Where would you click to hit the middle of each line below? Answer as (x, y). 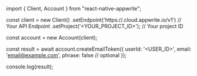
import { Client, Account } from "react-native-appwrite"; (74, 9)
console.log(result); (30, 67)
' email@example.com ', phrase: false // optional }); (66, 55)
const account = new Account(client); (52, 37)
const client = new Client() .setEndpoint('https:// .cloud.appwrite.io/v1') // (94, 20)
